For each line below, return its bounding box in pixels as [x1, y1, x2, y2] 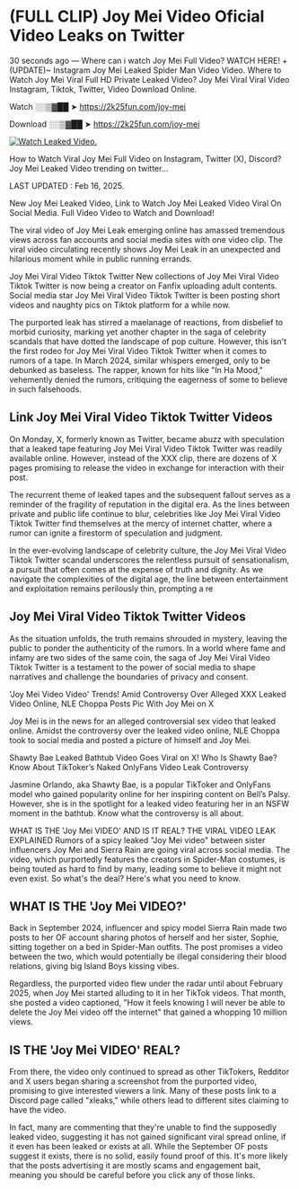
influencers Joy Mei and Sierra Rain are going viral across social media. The [9, 844, 290, 855]
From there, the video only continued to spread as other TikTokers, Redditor [9, 1067, 290, 1078]
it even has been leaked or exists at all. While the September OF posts [9, 1141, 268, 1152]
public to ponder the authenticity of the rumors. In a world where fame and [9, 643, 286, 653]
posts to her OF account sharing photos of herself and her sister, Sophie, [9, 932, 279, 943]
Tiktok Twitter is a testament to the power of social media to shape [9, 661, 256, 672]
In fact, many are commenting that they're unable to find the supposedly [9, 1122, 277, 1133]
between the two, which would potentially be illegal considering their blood [9, 951, 287, 963]
